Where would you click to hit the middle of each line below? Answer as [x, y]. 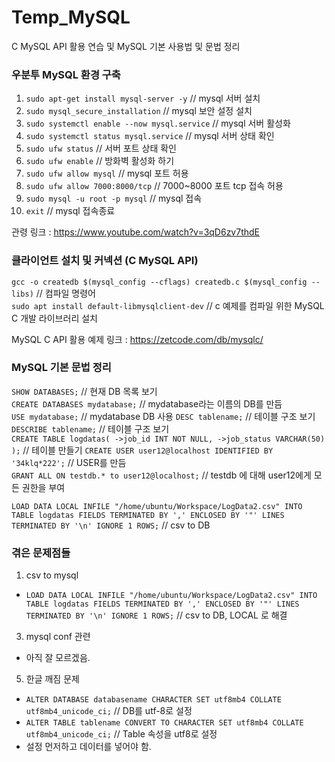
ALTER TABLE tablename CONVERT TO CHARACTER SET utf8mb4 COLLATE [164, 723]
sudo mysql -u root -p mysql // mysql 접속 [114, 198]
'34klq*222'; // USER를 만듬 [69, 462]
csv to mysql [52, 575]
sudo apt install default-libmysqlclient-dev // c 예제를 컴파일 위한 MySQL [168, 305]
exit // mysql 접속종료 [70, 211]
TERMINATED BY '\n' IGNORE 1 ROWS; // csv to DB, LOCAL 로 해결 [156, 615]
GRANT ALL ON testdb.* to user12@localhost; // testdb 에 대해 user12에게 [161, 475]
